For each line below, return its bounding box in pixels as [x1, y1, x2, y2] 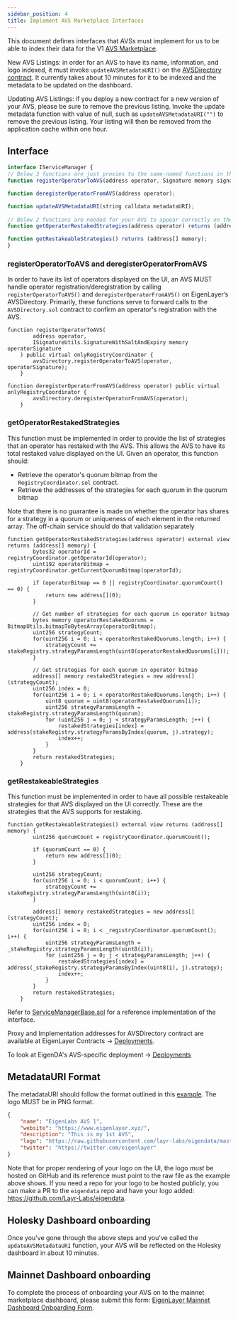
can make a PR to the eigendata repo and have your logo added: [7, 1186, 195, 1195]
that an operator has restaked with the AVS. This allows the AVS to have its [7, 442, 225, 450]
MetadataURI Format [7, 1071, 101, 1083]
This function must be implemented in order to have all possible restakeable [7, 792, 229, 801]
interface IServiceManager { [7, 164, 93, 171]
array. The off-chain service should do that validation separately [7, 522, 195, 530]
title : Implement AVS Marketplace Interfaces [7, 17, 144, 24]
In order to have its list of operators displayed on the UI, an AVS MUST [7, 275, 212, 284]
